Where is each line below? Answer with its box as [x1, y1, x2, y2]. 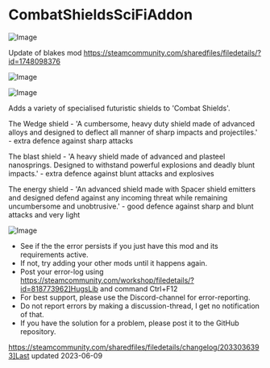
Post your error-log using [19, 267, 104, 276]
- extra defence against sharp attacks [8, 135, 134, 146]
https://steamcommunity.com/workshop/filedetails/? [19, 275, 195, 285]
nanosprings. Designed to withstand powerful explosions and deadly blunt [8, 159, 255, 170]
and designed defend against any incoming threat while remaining [8, 192, 228, 202]
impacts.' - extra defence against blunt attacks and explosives [8, 168, 215, 178]
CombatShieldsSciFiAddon [8, 6, 193, 24]
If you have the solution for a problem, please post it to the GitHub [19, 318, 239, 328]
